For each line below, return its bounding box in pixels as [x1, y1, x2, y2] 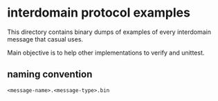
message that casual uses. [7, 35, 84, 43]
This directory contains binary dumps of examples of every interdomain [7, 28, 211, 36]
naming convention [7, 68, 93, 80]
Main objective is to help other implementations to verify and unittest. [7, 48, 205, 57]
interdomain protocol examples [7, 5, 190, 21]
